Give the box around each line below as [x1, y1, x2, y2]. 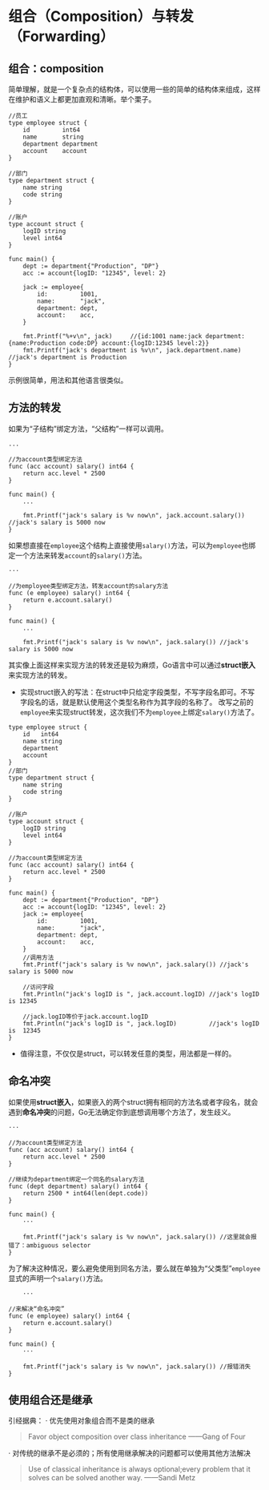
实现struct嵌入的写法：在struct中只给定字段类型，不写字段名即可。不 [19, 687, 248, 697]
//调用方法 [22, 953, 54, 961]
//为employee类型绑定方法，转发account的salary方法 [8, 582, 169, 590]
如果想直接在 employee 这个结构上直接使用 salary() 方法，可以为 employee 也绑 [8, 540, 256, 550]
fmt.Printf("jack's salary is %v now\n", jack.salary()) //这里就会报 [22, 1233, 258, 1241]
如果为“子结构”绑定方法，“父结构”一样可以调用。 [8, 424, 168, 433]
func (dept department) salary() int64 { [8, 1182, 149, 1190]
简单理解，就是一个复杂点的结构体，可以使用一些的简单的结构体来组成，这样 [8, 85, 261, 94]
